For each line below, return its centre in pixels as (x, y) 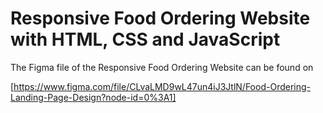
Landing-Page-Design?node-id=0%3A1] (93, 97)
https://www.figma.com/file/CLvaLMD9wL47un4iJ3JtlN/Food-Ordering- (162, 86)
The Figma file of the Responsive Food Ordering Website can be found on (162, 67)
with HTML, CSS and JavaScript (145, 39)
